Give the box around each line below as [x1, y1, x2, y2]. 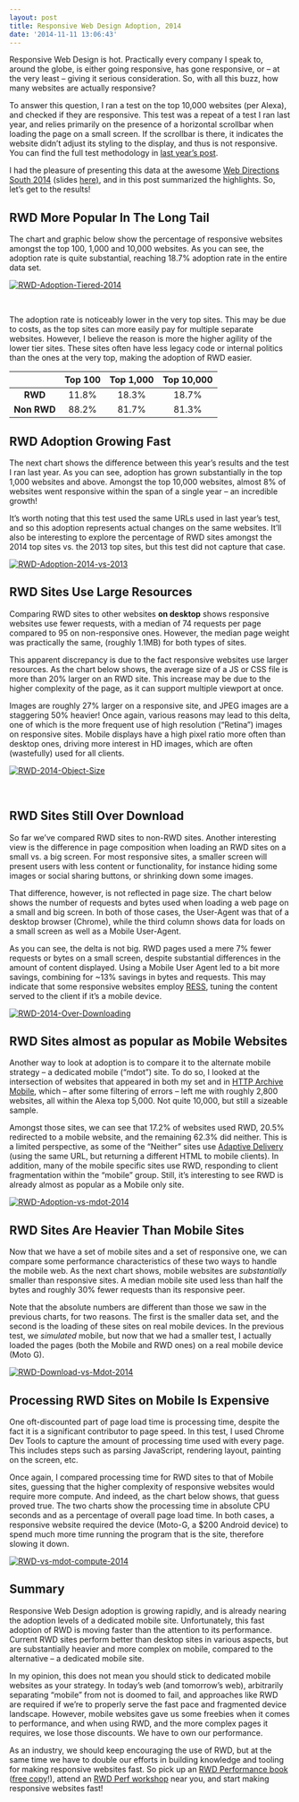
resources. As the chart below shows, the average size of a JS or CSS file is [9, 663, 288, 674]
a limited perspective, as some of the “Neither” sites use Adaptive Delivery [9, 1141, 284, 1152]
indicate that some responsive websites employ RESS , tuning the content [9, 981, 278, 992]
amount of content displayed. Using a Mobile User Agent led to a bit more [9, 961, 280, 972]
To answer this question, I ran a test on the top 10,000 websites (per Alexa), [9, 100, 287, 111]
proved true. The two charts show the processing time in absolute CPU [9, 1500, 270, 1511]
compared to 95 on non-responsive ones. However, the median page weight [9, 628, 290, 638]
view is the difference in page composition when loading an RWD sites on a [9, 841, 287, 852]
